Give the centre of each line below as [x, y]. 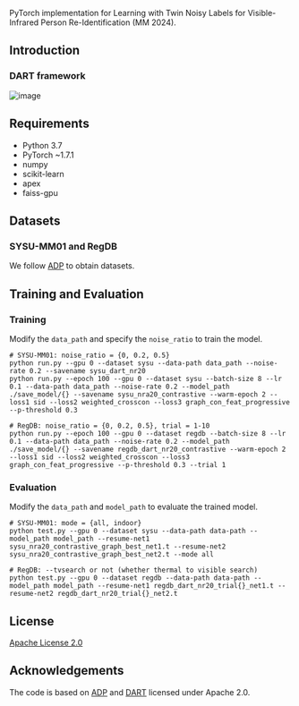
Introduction [45, 51]
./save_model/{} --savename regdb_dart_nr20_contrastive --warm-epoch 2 [148, 449]
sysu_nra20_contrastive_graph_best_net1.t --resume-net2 [118, 547]
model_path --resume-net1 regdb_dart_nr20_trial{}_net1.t [164, 586]
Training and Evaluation [77, 294]
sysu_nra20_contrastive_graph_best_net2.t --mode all [112, 555]
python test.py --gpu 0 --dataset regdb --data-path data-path [130, 578]
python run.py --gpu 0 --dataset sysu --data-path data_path [126, 363]
